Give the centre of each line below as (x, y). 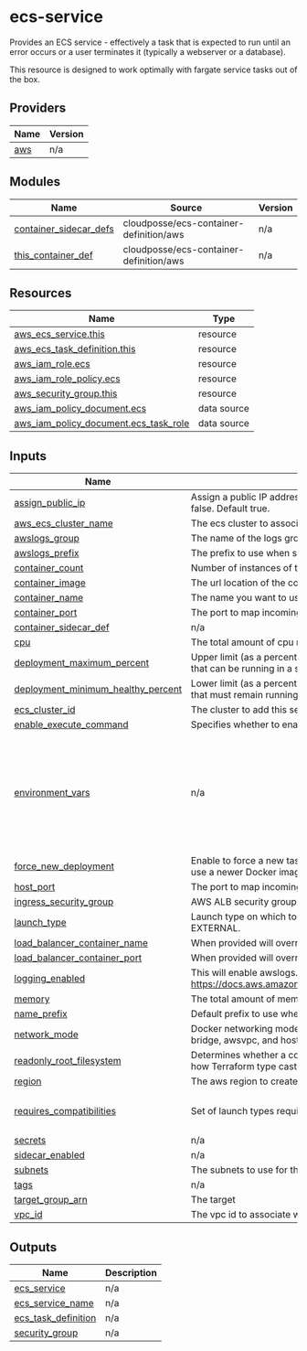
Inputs (28, 456)
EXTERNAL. (216, 928)
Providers (38, 108)
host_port (35, 887)
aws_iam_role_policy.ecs (67, 379)
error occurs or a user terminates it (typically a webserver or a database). (148, 51)
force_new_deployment (64, 866)
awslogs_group (47, 539)
